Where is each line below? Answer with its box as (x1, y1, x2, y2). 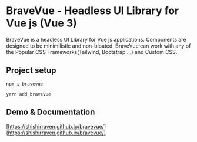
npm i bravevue (6, 81, 44, 87)
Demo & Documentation (6, 107, 95, 117)
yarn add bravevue (6, 91, 51, 97)
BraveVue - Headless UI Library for (6, 4, 179, 18)
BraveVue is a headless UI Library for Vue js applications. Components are (6, 36, 186, 43)
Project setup (6, 66, 57, 76)
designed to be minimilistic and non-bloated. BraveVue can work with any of (6, 42, 191, 49)
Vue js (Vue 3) (6, 16, 78, 30)
